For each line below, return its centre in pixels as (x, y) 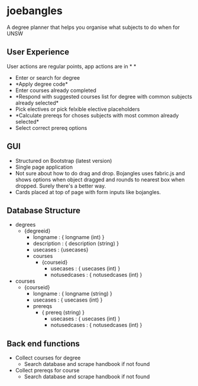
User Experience (38, 52)
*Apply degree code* (42, 84)
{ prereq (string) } (63, 313)
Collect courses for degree (48, 358)
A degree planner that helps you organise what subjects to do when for (93, 27)
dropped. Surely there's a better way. (61, 186)
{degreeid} (37, 231)
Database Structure (43, 210)
